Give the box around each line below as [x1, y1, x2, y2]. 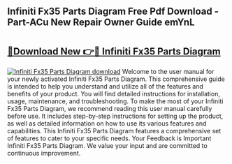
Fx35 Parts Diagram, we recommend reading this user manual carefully [7, 105, 212, 112]
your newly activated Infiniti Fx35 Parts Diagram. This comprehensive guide [7, 75, 225, 83]
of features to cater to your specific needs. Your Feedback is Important [7, 134, 212, 142]
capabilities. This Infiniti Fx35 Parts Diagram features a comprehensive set [7, 127, 222, 135]
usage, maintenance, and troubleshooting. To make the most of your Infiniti [7, 97, 224, 105]
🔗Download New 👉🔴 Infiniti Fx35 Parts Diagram [7, 45, 222, 57]
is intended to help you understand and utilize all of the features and [7, 82, 204, 90]
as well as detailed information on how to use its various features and [7, 119, 207, 128]
